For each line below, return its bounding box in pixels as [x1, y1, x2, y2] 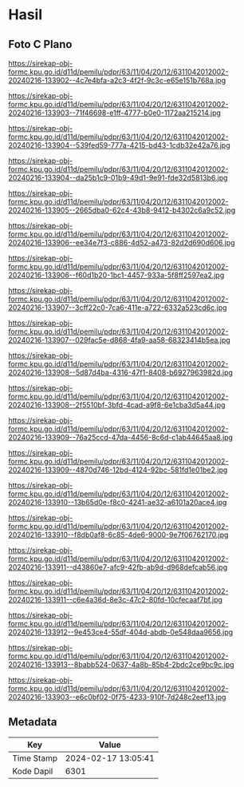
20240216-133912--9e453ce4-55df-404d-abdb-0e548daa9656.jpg [8, 627, 234, 637]
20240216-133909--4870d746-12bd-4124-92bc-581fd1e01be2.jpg [8, 465, 228, 475]
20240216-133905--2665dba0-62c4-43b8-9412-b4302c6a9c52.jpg [8, 205, 236, 215]
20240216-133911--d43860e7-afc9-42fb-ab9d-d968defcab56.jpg [8, 562, 228, 572]
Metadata [8, 715, 57, 729]
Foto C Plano [8, 38, 73, 51]
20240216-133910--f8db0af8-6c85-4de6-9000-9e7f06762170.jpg [8, 530, 229, 539]
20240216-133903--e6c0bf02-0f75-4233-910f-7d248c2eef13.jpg [8, 693, 226, 702]
